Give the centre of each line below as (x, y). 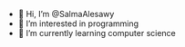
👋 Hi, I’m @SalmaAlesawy (66, 14)
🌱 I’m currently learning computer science (97, 33)
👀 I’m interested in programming (78, 23)
